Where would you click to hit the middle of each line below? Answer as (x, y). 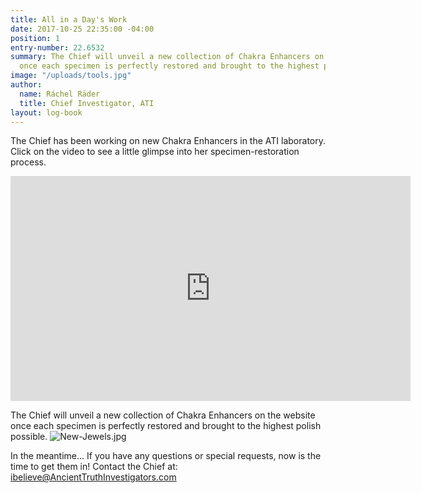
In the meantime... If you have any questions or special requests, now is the (166, 456)
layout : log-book (46, 112)
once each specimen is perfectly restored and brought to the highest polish (166, 426)
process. (28, 162)
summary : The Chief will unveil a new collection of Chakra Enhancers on (167, 57)
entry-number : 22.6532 (57, 47)
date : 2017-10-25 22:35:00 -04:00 (82, 29)
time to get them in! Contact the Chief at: (94, 467)
